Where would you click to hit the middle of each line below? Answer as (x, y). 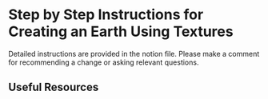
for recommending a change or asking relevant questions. (104, 62)
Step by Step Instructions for (106, 15)
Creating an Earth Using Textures (121, 32)
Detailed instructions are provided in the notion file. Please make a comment (134, 53)
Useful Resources (54, 87)
